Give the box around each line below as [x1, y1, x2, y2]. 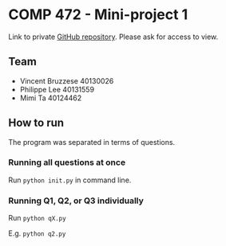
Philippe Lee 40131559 [19, 84, 94, 94]
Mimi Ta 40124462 [19, 93, 82, 103]
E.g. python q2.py [8, 228, 66, 238]
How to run [8, 116, 65, 130]
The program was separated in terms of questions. [8, 137, 176, 146]
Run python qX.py [8, 213, 66, 223]
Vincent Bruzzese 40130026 [19, 76, 114, 85]
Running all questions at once [8, 157, 126, 168]
